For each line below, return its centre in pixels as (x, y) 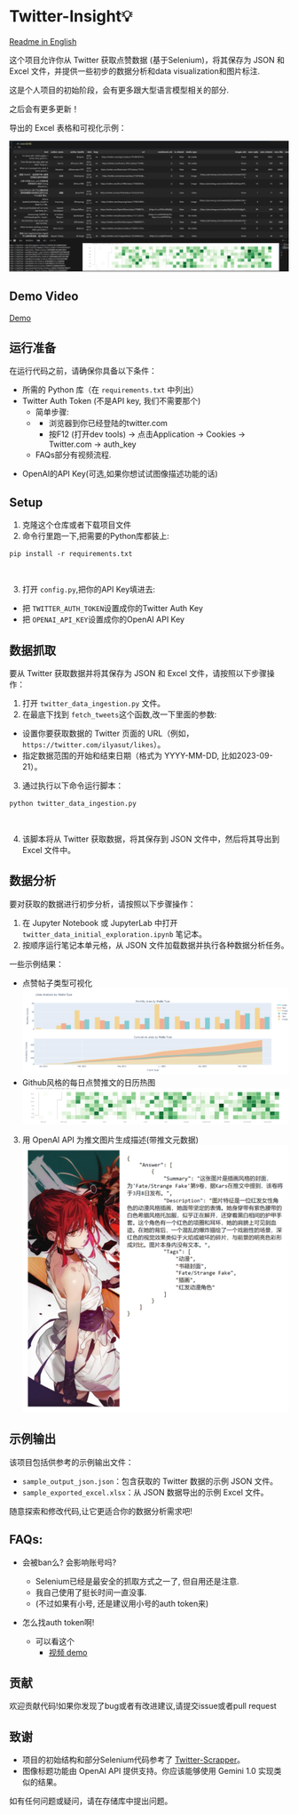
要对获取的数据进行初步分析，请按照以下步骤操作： (102, 904)
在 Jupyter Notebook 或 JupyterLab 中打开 (100, 923)
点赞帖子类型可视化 (57, 983)
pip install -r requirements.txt (71, 554)
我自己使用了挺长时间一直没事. (91, 1592)
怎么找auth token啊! (58, 1622)
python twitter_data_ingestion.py (73, 803)
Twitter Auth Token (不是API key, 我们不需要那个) (111, 401)
